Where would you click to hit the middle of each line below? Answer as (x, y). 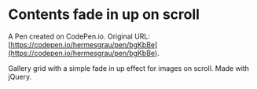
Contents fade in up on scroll (104, 15)
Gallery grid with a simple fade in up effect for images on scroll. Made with (129, 68)
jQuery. (20, 76)
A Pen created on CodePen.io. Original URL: (79, 36)
